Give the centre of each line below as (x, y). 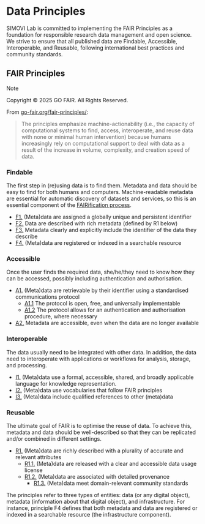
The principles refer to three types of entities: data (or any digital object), (98, 495)
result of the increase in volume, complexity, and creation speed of (106, 150)
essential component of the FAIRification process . (69, 205)
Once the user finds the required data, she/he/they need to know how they (100, 272)
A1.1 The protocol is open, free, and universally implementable (102, 304)
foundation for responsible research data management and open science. (99, 34)
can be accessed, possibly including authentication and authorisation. (95, 279)
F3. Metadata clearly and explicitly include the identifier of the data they (106, 230)
